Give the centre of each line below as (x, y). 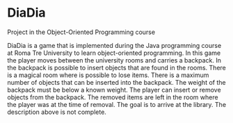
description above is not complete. (57, 112)
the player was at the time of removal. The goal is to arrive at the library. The (117, 104)
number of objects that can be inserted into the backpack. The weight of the (116, 82)
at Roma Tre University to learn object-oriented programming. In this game (114, 53)
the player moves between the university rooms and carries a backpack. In (114, 60)
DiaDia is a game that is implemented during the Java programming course (114, 45)
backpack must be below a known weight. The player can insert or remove (114, 90)
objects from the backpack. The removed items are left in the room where (113, 97)
